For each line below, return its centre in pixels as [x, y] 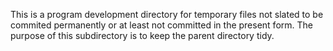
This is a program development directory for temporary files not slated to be [167, 14]
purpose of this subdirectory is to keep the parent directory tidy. [142, 35]
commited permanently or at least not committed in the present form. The [161, 25]
